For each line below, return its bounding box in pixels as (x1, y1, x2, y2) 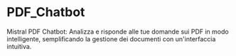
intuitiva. (6, 42, 32, 50)
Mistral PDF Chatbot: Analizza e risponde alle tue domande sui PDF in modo (6, 27, 229, 36)
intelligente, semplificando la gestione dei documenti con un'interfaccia (6, 34, 216, 43)
